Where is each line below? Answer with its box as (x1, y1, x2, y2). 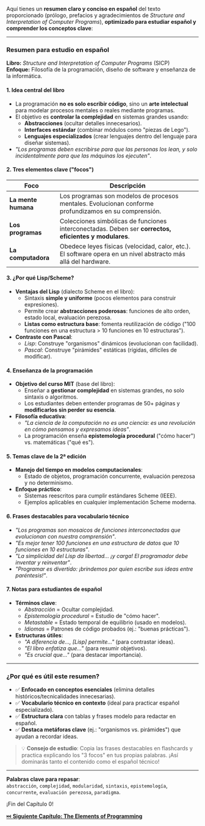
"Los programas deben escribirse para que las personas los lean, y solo (15, 145, 198, 153)
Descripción (109, 181, 146, 190)
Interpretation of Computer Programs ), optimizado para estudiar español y (6, 18, 196, 25)
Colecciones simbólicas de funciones (59, 217, 167, 225)
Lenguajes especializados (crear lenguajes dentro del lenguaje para (24, 132, 197, 140)
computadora (9, 253, 50, 262)
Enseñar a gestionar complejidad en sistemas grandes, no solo (24, 387, 185, 394)
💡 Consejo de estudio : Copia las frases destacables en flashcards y (21, 745, 193, 752)
